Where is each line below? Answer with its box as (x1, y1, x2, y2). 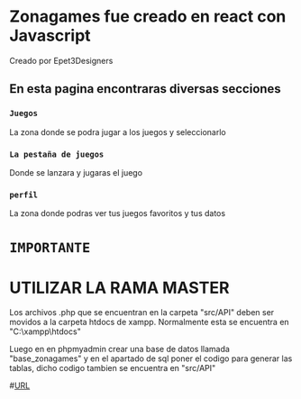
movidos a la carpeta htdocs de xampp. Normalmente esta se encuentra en (9, 317, 290, 328)
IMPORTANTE (9, 240, 91, 257)
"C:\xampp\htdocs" (9, 326, 81, 337)
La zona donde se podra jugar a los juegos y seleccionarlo (9, 126, 227, 137)
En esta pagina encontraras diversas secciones (9, 81, 281, 96)
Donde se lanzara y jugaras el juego (9, 167, 142, 177)
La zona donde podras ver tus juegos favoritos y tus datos (9, 208, 226, 219)
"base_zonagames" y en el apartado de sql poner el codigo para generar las (9, 353, 293, 364)
